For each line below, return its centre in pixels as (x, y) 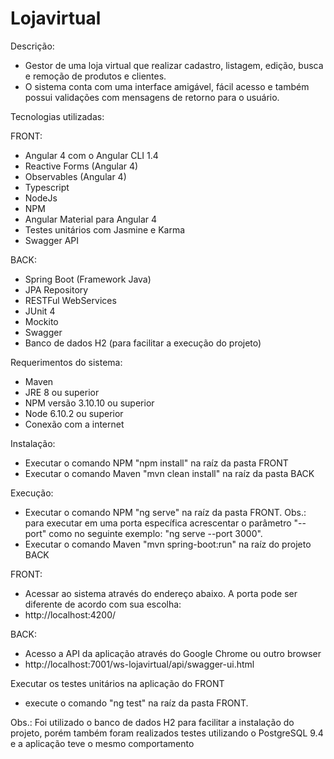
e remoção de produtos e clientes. (95, 76)
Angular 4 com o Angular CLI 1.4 (91, 155)
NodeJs (41, 198)
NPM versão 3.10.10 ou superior (89, 403)
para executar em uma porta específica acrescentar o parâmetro (158, 523)
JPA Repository (56, 289)
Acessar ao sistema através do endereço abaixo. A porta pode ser (161, 593)
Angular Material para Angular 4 (91, 219)
